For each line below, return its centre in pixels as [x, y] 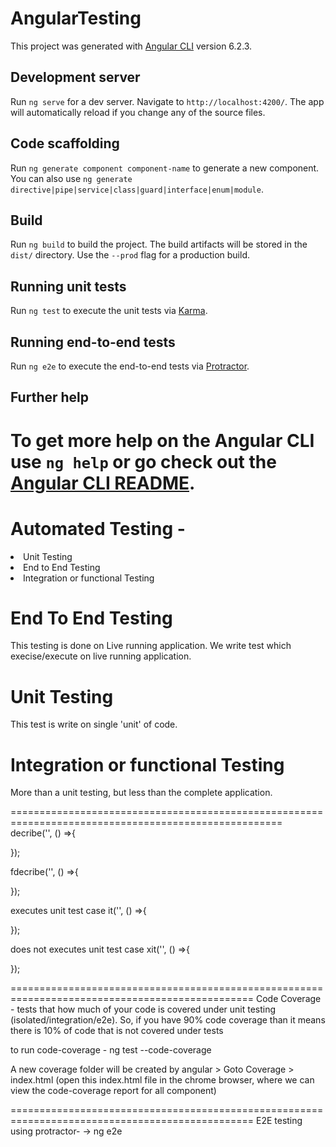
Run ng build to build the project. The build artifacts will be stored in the [159, 244]
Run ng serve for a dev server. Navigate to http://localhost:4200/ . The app [167, 101]
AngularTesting [76, 18]
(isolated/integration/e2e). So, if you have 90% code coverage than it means [168, 1020]
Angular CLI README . [103, 483]
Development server [75, 77]
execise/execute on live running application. [101, 656]
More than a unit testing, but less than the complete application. [141, 793]
